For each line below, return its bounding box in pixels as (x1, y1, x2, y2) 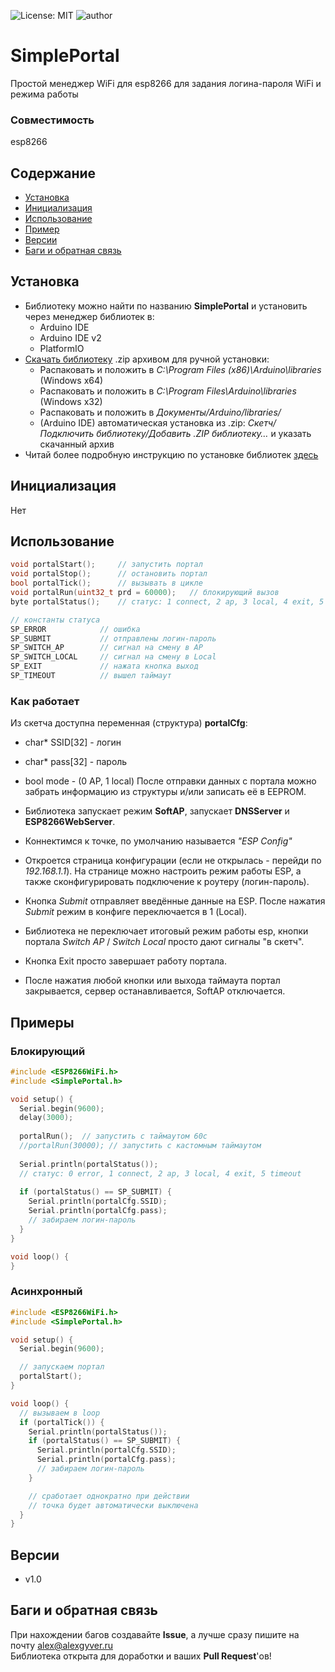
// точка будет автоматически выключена (28, 1500, 199, 1510)
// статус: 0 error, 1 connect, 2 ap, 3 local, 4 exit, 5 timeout (19, 1168, 302, 1179)
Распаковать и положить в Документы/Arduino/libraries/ (39, 406, 282, 418)
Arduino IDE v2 (39, 331, 102, 344)
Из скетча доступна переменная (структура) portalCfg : (10, 717, 248, 729)
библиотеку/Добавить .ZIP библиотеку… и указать (96, 427, 312, 439)
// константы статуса (10, 615, 101, 625)
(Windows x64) (39, 374, 104, 386)
